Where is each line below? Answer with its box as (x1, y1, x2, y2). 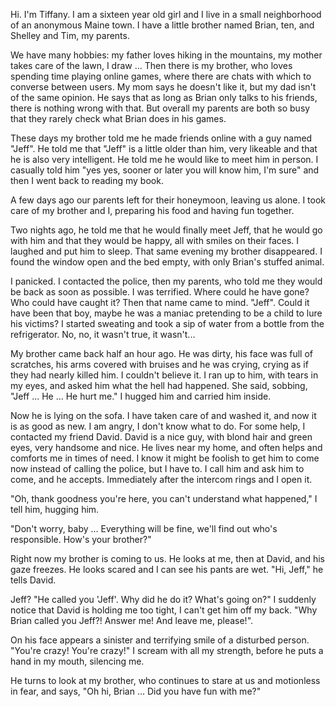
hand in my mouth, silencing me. (10, 655, 145, 667)
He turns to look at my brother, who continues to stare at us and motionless (10, 675, 321, 686)
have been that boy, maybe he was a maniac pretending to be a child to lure (10, 307, 323, 319)
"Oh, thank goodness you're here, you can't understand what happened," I (10, 493, 318, 504)
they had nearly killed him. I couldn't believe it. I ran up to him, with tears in (10, 369, 319, 381)
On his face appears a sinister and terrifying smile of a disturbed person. (10, 634, 310, 646)
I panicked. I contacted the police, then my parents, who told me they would (10, 275, 323, 287)
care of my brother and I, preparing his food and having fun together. (10, 205, 295, 216)
